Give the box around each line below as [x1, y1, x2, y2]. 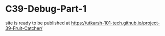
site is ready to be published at [5, 20, 70, 26]
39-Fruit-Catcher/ [5, 25, 43, 31]
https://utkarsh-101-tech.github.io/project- [71, 20, 160, 26]
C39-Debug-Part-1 [5, 3, 87, 15]
